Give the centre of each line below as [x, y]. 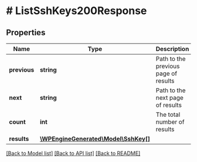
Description [172, 49]
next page [169, 98]
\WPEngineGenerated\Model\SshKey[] [95, 139]
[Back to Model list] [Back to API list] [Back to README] [73, 153]
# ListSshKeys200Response [77, 11]
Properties [26, 33]
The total [168, 114]
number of [170, 122]
